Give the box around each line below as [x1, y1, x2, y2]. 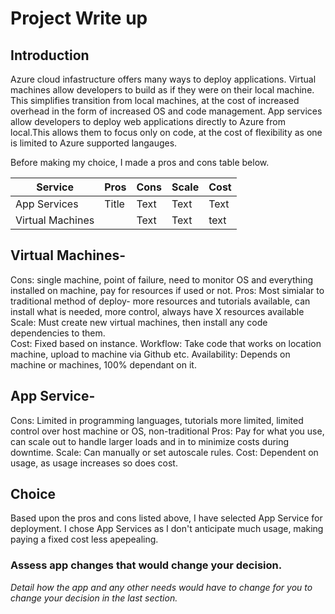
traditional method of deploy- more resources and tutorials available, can [10, 295, 311, 307]
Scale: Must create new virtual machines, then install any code [10, 316, 268, 328]
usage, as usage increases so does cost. [10, 457, 178, 469]
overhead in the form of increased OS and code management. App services [10, 105, 323, 117]
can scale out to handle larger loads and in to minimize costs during [10, 435, 290, 447]
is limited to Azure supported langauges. [10, 137, 178, 149]
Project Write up [10, 7, 148, 30]
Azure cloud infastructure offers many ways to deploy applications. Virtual [10, 73, 317, 85]
